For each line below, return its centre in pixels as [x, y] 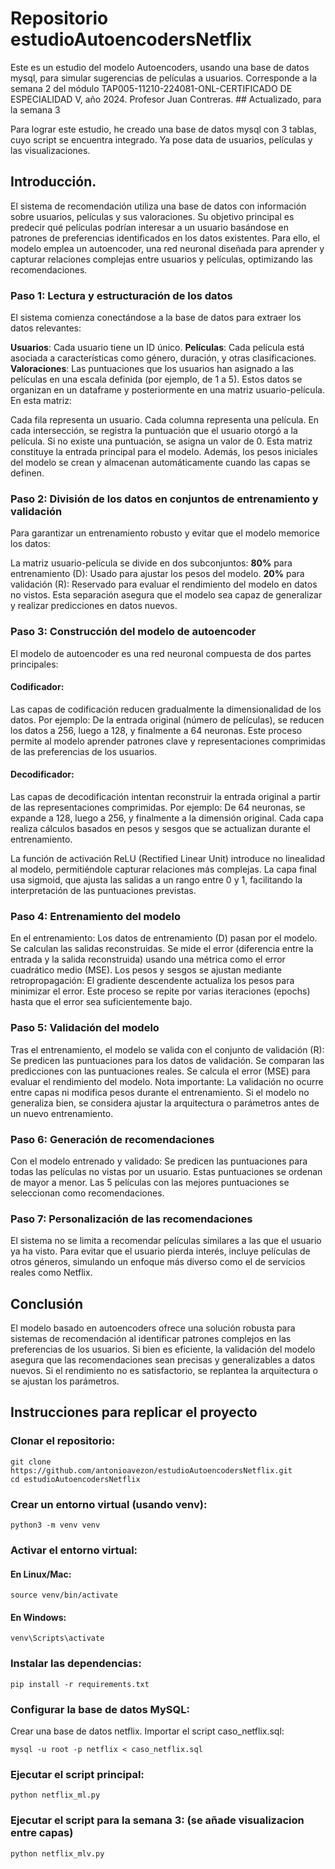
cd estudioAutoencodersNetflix [75, 1479]
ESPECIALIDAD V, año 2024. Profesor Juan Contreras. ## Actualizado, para [166, 99]
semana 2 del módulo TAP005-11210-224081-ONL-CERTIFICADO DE [151, 88]
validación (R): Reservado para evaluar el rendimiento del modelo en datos [164, 584]
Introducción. [53, 182]
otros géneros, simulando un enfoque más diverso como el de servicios [158, 1262]
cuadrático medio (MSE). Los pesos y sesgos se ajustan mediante [146, 970]
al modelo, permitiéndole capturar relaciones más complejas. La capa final [163, 869]
